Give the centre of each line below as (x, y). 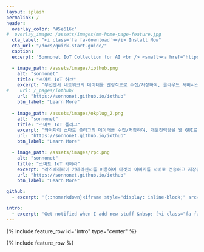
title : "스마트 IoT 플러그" (49, 124)
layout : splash (25, 12)
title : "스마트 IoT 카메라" (49, 164)
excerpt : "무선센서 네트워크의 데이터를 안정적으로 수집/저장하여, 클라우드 (99, 85)
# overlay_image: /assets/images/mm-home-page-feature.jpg (84, 35)
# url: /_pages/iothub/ (40, 91)
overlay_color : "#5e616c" (45, 29)
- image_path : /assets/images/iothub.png (65, 68)
